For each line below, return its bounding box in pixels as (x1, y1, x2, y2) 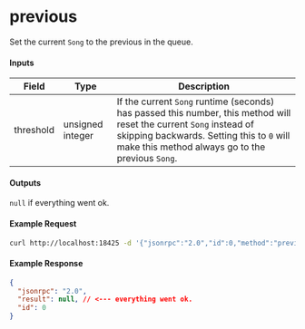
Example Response (9, 258, 84, 269)
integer (63, 130, 93, 142)
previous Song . (116, 152, 178, 165)
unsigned (63, 118, 103, 131)
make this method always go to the (116, 140, 266, 153)
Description (178, 80, 230, 92)
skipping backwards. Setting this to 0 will (116, 130, 290, 142)
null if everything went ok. (9, 198, 110, 208)
